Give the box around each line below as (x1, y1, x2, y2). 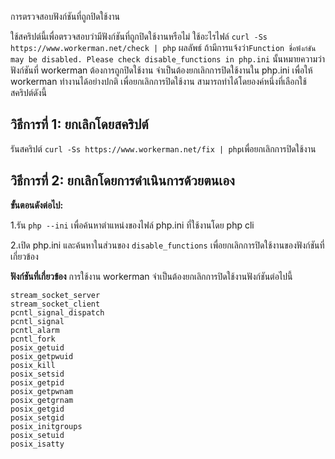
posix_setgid (10, 412, 65, 423)
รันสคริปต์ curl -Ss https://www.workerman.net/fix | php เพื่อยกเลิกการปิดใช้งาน (10, 142, 317, 155)
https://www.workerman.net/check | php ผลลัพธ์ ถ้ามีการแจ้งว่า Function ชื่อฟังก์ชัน (10, 42, 317, 53)
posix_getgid (10, 404, 65, 414)
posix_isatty (10, 439, 65, 449)
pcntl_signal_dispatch (10, 307, 105, 318)
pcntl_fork (10, 334, 56, 344)
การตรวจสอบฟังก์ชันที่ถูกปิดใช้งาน (10, 11, 121, 22)
